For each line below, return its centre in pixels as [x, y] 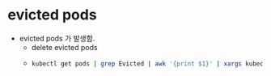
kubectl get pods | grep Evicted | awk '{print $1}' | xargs [136, 63]
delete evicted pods [64, 47]
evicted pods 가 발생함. [57, 38]
